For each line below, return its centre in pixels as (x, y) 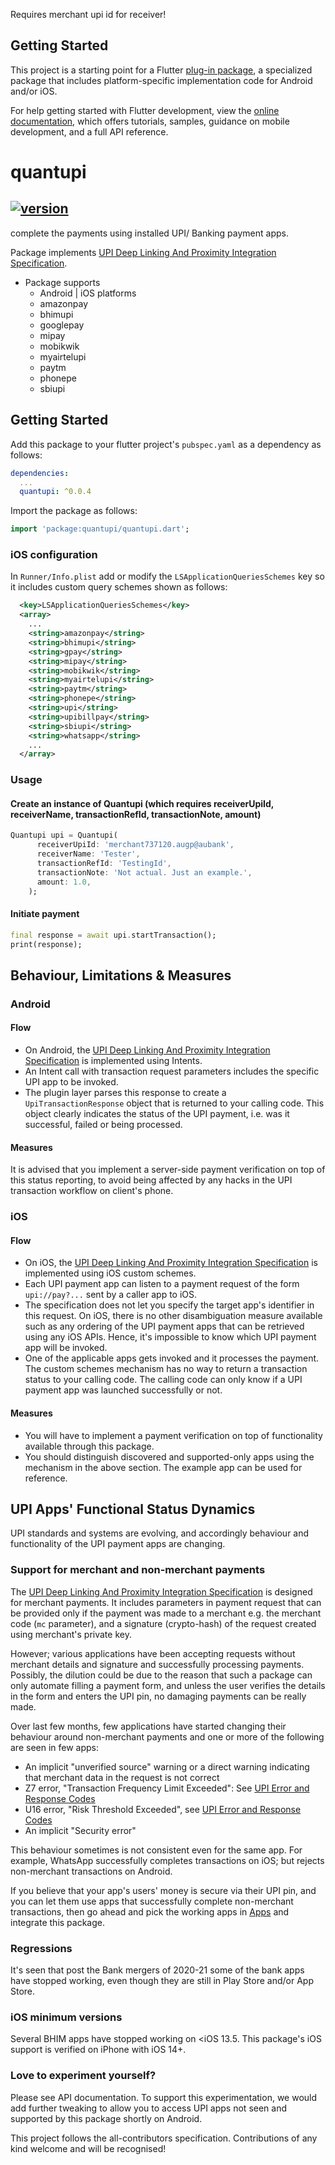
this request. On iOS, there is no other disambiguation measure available (173, 1316)
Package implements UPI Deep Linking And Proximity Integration (143, 252)
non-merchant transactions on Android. (91, 1871)
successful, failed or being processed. (103, 1125)
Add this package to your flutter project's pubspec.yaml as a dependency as (166, 444)
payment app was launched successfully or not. (123, 1390)
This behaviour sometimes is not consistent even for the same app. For (156, 1850)
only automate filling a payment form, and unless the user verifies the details (168, 1685)
